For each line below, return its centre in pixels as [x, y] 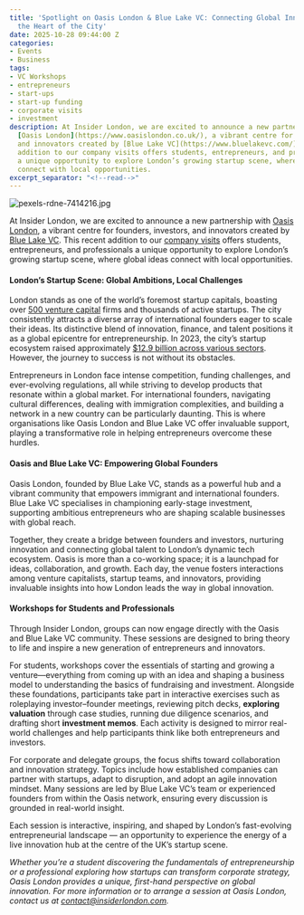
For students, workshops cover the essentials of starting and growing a [142, 665]
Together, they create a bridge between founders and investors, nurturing [147, 539]
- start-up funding [46, 102]
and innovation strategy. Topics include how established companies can [144, 769]
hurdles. [25, 443]
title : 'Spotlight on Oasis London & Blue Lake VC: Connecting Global [145, 18]
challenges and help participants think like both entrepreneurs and [156, 732]
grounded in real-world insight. [67, 807]
